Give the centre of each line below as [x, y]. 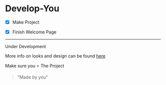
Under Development [26, 47]
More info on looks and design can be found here [55, 56]
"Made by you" [33, 77]
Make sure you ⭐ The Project [35, 66]
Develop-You [32, 9]
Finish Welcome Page [34, 32]
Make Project [26, 22]
